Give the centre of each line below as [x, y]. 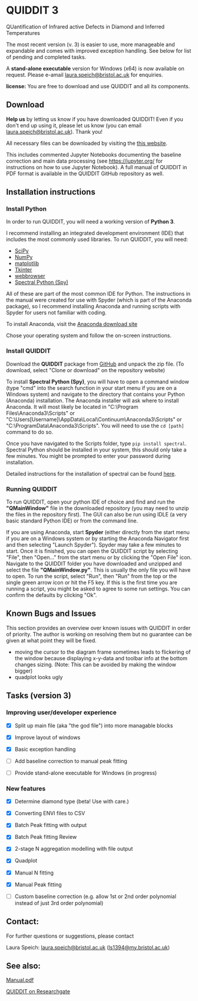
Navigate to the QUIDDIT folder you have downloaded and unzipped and [94, 564]
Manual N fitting [34, 873]
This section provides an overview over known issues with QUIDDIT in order [98, 628]
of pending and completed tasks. [46, 57]
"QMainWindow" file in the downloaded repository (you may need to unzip [98, 508]
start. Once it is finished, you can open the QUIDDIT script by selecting [92, 551]
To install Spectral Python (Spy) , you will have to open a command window [98, 382]
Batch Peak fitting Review [46, 837]
